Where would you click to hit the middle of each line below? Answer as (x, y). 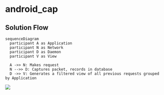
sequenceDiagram (22, 39)
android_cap (32, 9)
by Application (21, 78)
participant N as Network (37, 48)
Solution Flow (27, 28)
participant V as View (33, 56)
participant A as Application (41, 43)
